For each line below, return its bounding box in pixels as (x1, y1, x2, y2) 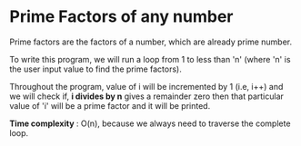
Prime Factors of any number (9, 6, 234, 27)
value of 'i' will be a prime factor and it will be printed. (9, 100, 211, 111)
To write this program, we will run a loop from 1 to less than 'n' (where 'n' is (9, 54, 291, 64)
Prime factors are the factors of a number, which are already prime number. (9, 36, 293, 47)
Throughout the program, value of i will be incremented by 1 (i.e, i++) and (9, 81, 284, 92)
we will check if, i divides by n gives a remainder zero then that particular (9, 91, 285, 102)
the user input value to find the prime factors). (9, 63, 182, 74)
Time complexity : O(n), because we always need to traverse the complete (9, 118, 291, 129)
